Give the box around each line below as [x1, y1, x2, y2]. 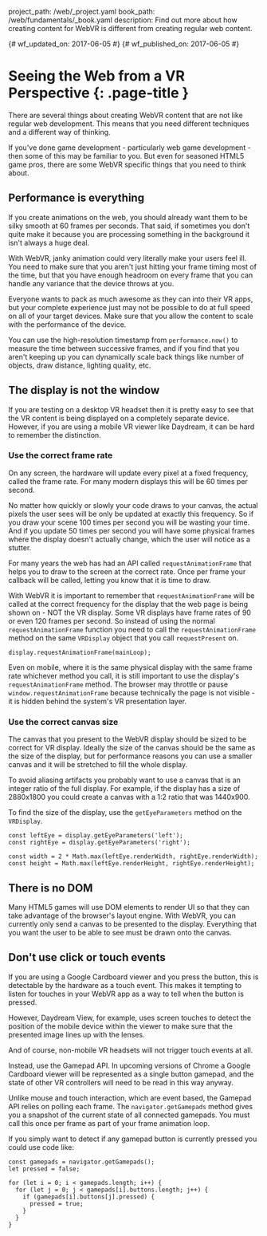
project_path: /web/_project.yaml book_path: [8, 7, 155, 16]
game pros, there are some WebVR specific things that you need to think [8, 159, 247, 169]
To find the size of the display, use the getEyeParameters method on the [8, 808, 242, 817]
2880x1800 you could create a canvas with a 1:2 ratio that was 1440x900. [8, 793, 250, 802]
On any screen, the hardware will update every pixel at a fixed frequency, [8, 468, 249, 478]
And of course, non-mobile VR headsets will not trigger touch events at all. [8, 1045, 253, 1055]
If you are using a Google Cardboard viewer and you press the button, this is [8, 972, 259, 982]
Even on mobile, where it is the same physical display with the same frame [8, 662, 253, 672]
